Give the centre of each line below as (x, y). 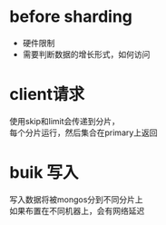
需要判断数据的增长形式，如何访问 (86, 54)
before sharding (71, 17)
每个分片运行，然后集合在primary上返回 (83, 132)
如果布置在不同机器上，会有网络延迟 (77, 210)
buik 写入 (44, 173)
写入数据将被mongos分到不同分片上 (76, 199)
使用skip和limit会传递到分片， (65, 121)
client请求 (47, 95)
